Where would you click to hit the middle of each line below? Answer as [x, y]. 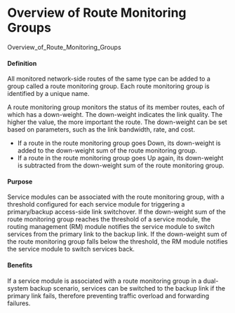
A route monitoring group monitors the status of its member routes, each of [116, 107]
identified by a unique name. [48, 94]
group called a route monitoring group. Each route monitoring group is [108, 86]
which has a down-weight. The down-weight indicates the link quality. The [115, 115]
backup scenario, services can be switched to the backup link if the [128, 288]
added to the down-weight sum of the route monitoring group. [107, 151]
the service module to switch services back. [71, 249]
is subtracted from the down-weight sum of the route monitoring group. [121, 165]
